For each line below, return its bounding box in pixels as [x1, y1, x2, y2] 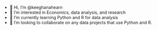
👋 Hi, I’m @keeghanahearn [9, 5, 63, 10]
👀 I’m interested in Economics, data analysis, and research [9, 10, 126, 15]
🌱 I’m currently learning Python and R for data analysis [9, 15, 118, 20]
